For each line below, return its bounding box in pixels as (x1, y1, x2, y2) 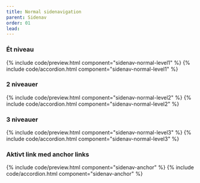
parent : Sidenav (6, 14, 47, 20)
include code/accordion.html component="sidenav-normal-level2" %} (6, 100, 180, 107)
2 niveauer (6, 80, 38, 89)
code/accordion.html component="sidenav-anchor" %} (6, 170, 143, 178)
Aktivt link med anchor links (6, 151, 90, 159)
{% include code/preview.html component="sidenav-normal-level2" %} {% (6, 94, 192, 101)
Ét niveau (6, 46, 34, 54)
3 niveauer (6, 115, 38, 124)
